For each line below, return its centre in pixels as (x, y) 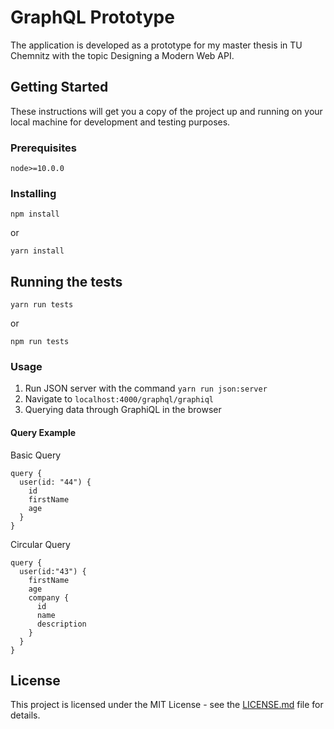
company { (49, 597)
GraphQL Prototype (92, 17)
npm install (35, 214)
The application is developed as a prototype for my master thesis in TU (156, 45)
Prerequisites (43, 148)
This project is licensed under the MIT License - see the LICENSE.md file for (167, 705)
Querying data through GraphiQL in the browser (123, 410)
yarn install (37, 251)
